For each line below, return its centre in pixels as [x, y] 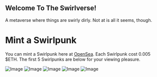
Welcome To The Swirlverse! [51, 8]
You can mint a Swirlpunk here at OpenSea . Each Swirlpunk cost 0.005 [78, 54]
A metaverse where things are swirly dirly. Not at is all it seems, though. [79, 20]
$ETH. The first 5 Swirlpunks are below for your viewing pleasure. [73, 59]
